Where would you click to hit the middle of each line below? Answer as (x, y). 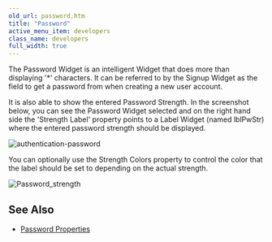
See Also (31, 209)
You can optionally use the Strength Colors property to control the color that (136, 160)
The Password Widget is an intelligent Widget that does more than (119, 69)
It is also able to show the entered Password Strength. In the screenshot (129, 102)
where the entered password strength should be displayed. (107, 128)
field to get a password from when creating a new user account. (116, 87)
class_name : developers (49, 39)
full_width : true (38, 46)
